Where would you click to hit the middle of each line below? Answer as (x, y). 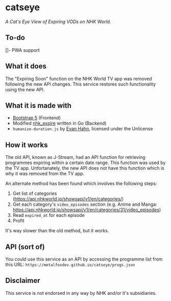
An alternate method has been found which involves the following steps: (81, 184)
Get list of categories (35, 193)
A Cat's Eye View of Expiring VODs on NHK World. (58, 22)
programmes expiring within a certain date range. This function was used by (86, 163)
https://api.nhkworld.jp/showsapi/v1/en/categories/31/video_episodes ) (87, 210)
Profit (18, 221)
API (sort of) (25, 247)
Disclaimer (23, 281)
